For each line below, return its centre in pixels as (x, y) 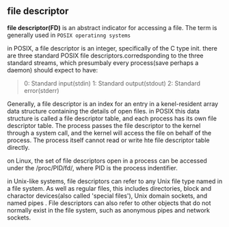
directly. (18, 147)
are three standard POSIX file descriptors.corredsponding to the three (105, 55)
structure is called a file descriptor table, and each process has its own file (112, 118)
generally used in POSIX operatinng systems (69, 35)
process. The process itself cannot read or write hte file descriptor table (108, 140)
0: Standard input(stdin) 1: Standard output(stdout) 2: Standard (112, 83)
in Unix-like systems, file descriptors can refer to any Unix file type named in (115, 181)
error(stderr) (41, 90)
